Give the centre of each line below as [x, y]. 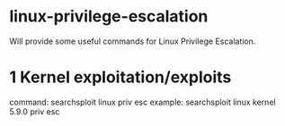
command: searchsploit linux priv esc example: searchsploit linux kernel [142, 102]
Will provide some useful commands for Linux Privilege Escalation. [133, 41]
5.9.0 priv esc [35, 111]
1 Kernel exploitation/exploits [120, 77]
